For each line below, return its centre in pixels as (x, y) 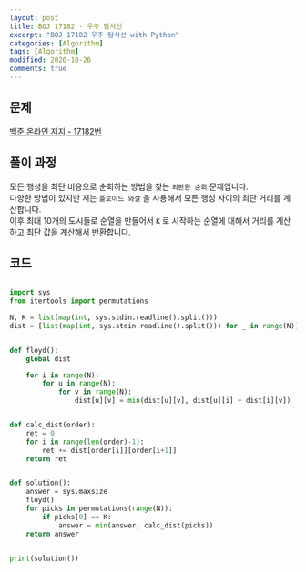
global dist (48, 359)
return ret (46, 459)
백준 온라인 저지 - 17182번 (56, 131)
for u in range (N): (79, 384)
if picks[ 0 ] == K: (77, 517)
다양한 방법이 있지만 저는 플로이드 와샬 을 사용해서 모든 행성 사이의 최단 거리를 (145, 197)
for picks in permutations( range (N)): (99, 509)
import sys (30, 293)
